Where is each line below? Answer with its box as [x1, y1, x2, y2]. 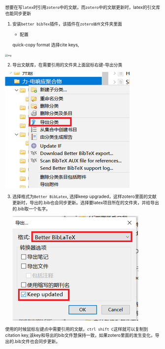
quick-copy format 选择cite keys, [12, 42, 79, 48]
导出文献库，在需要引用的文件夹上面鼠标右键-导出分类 [12, 62, 123, 67]
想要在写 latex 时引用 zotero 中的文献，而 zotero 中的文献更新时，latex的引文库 [5, 4, 160, 10]
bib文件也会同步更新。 [15, 339, 61, 344]
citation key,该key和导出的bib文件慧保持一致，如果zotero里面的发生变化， [5, 332, 155, 338]
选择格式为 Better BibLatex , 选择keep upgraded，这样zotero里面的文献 [12, 193, 157, 199]
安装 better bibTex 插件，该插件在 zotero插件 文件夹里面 [12, 21, 122, 27]
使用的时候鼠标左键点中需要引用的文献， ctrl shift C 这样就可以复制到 [5, 326, 148, 332]
